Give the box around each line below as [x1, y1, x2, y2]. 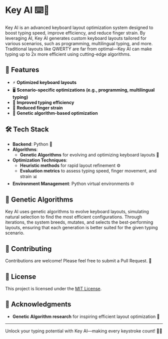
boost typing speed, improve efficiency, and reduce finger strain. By [5, 30, 146, 36]
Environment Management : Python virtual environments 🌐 [12, 181, 134, 187]
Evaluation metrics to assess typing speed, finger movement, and [19, 167, 156, 174]
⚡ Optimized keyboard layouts [12, 79, 76, 85]
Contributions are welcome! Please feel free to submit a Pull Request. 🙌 [5, 258, 152, 264]
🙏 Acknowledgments [5, 300, 71, 309]
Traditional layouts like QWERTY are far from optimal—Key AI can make [5, 46, 152, 52]
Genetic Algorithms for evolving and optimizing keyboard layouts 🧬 [19, 151, 159, 157]
